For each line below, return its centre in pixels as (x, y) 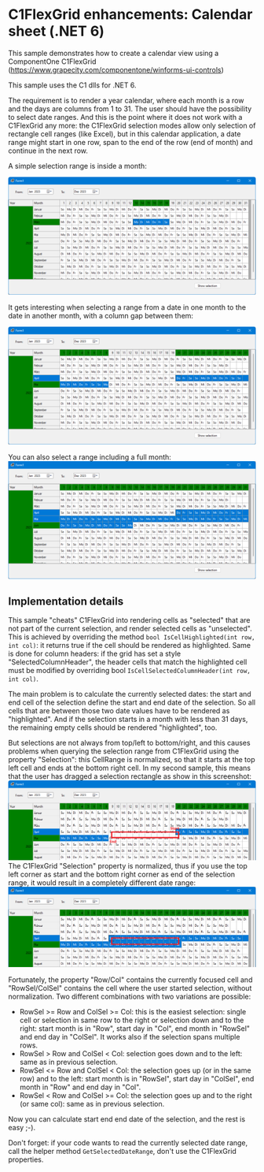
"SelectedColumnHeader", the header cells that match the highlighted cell (128, 662)
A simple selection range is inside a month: (77, 166)
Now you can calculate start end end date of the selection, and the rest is (127, 1119)
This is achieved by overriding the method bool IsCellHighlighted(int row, (132, 637)
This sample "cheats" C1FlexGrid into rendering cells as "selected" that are (129, 620)
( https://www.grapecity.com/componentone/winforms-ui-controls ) (116, 69)
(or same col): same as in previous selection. (92, 1104)
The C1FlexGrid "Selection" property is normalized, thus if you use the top (128, 866)
